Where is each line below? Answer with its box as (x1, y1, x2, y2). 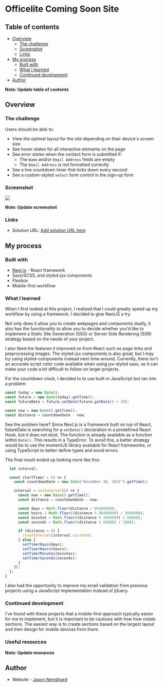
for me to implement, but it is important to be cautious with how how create (5, 616, 156, 622)
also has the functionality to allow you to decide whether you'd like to (5, 326, 144, 332)
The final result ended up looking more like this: (5, 457, 101, 463)
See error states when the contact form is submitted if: (12, 151, 122, 157)
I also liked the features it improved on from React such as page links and (5, 346, 152, 352)
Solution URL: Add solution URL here (12, 227, 86, 233)
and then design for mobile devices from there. (5, 627, 99, 632)
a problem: (5, 381, 27, 387)
